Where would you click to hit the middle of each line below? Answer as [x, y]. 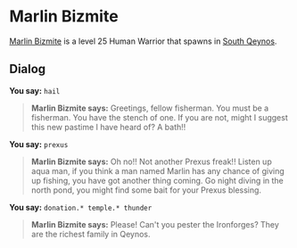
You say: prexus [39, 144]
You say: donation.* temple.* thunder [81, 207]
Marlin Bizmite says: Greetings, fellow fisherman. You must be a [150, 108]
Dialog [28, 69]
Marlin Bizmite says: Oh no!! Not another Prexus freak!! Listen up [151, 161]
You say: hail [35, 90]
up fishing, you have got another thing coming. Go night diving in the [157, 180]
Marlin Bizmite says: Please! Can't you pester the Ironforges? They [155, 224]
